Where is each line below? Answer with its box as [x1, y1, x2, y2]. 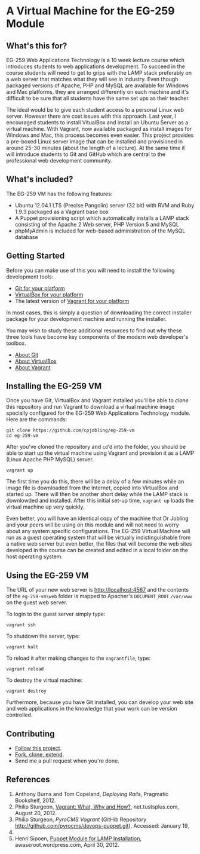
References [6, 775, 50, 785]
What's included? [6, 175, 73, 185]
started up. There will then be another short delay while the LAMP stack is [6, 491, 188, 498]
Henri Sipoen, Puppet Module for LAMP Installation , [14, 835, 142, 842]
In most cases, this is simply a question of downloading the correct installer [6, 309, 192, 316]
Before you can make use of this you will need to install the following [6, 267, 175, 274]
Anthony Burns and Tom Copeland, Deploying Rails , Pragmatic [14, 790, 169, 797]
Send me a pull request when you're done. [14, 757, 119, 764]
